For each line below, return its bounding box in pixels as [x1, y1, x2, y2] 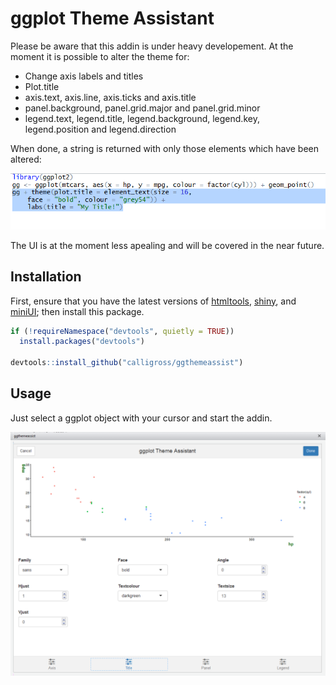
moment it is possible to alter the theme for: [10, 50, 190, 62]
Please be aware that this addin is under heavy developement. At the [10, 40, 294, 52]
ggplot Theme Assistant [10, 7, 215, 30]
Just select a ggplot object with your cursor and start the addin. [10, 412, 273, 424]
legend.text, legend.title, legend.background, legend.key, [24, 112, 260, 124]
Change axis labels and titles [24, 70, 144, 82]
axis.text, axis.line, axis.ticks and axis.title [24, 91, 197, 103]
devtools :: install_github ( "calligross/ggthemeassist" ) [10, 358, 244, 368]
